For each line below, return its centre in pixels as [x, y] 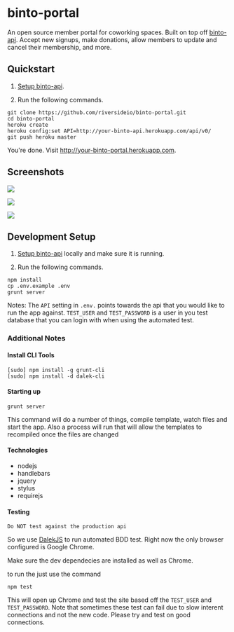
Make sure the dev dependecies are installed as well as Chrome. [101, 561]
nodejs [27, 466]
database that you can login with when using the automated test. [101, 320]
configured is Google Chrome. [51, 547]
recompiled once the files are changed [63, 434]
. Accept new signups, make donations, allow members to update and [116, 39]
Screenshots [36, 172]
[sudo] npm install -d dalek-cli [56, 376]
